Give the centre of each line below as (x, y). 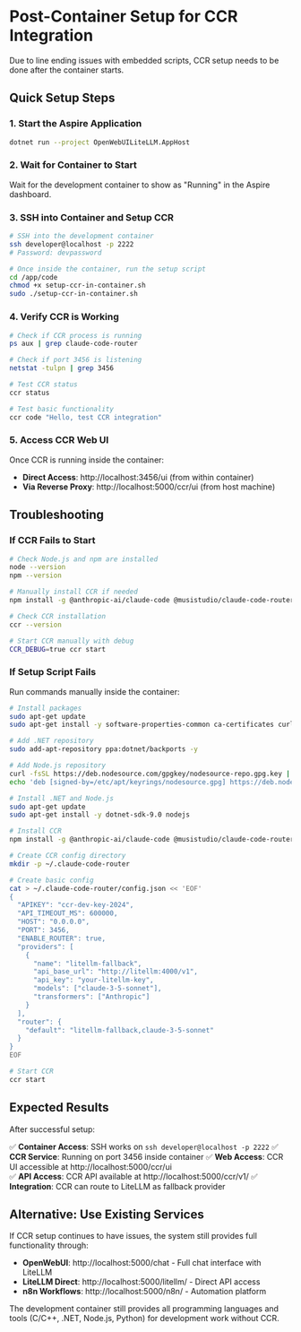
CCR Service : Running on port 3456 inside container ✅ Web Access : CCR (146, 1156)
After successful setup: (52, 1129)
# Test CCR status (43, 385)
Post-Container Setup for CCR (124, 17)
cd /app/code (34, 277)
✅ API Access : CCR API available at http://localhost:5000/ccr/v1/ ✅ (133, 1176)
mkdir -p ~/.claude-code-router (69, 864)
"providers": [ (46, 947)
